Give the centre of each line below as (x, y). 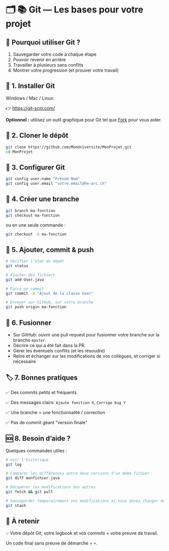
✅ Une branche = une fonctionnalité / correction (56, 412)
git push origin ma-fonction (36, 307)
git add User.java (25, 280)
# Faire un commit (25, 289)
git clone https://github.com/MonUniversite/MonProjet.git (69, 147)
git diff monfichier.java (33, 478)
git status (17, 266)
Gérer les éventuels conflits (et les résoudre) (59, 351)
